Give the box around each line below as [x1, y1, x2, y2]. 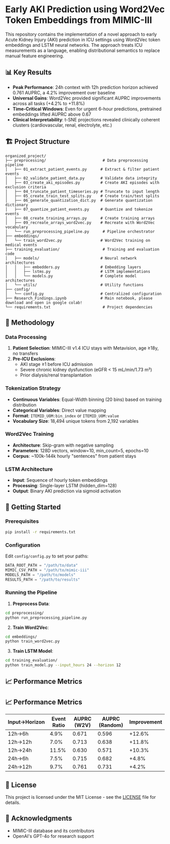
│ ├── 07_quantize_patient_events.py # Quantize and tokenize [5, 207, 153, 212]
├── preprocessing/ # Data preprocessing [5, 158, 148, 163]
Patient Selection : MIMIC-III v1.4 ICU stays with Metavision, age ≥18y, [12, 345, 159, 351]
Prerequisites [5, 518, 39, 525]
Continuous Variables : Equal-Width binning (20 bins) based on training [12, 396, 162, 402]
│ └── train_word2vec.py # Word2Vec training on [5, 238, 151, 243]
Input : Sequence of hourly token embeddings [12, 477, 108, 483]
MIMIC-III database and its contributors [12, 827, 95, 834]
